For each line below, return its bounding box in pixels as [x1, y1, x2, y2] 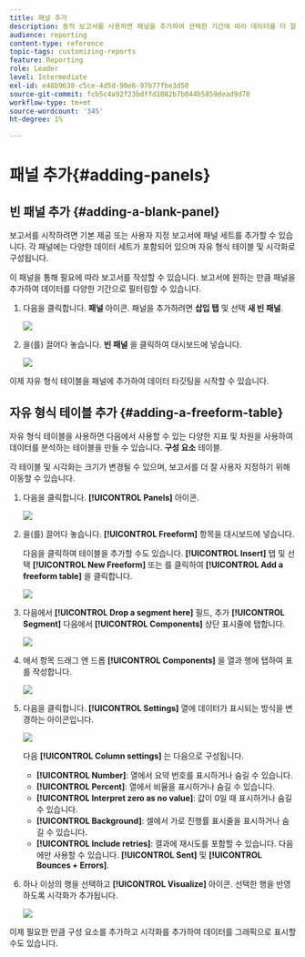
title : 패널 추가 [9, 13, 68, 23]
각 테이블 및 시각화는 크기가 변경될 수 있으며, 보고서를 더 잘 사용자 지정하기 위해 [9, 461, 291, 472]
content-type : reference [9, 38, 104, 48]
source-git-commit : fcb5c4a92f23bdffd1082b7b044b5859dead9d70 [9, 89, 250, 98]
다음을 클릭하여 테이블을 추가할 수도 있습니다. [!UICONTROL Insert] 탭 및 [22, 547, 286, 558]
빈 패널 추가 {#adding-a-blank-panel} [9, 204, 220, 219]
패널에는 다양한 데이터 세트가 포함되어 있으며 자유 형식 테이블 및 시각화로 [37, 241, 296, 252]
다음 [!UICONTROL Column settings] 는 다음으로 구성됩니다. [22, 750, 244, 761]
